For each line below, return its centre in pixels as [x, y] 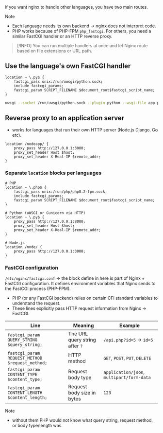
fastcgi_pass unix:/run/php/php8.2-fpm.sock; [61, 192]
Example [130, 325]
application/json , [124, 372]
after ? [75, 346]
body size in [82, 393]
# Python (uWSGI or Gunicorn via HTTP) [45, 213]
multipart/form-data [127, 378]
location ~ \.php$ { [26, 187]
